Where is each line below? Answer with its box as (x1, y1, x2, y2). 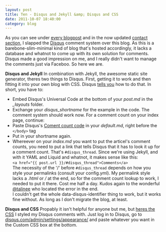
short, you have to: (5, 86, 44, 92)
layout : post (5, 7, 32, 12)
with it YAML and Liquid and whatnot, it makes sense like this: (12, 155, 138, 160)
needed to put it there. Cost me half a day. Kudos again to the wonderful (12, 181, 160, 187)
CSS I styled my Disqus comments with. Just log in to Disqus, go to (5, 212, 142, 218)
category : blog (5, 21, 37, 26)
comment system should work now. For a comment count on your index (12, 112, 159, 118)
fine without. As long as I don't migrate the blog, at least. (12, 197, 128, 203)
